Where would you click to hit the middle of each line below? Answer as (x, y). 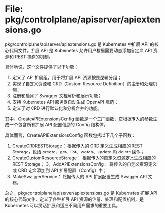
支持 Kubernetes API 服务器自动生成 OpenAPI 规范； (65, 102)
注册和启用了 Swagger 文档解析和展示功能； (57, 96)
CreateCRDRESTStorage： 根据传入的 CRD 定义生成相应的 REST (77, 146)
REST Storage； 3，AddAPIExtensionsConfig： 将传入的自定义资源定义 (84, 164)
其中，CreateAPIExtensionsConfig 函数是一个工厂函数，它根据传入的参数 (79, 119)
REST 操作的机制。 (34, 56)
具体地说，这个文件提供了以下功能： (42, 67)
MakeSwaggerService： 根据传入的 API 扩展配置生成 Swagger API (80, 176)
